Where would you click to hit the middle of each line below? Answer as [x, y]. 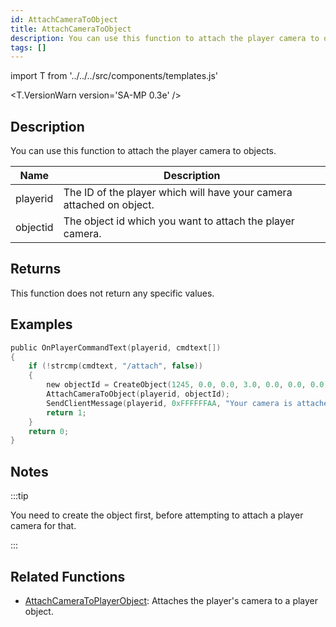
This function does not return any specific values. [112, 293]
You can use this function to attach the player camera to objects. [143, 151]
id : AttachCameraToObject [64, 19]
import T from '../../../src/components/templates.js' [114, 76]
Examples [41, 324]
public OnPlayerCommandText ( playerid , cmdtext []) [116, 347]
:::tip [19, 496]
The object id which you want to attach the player [179, 221]
